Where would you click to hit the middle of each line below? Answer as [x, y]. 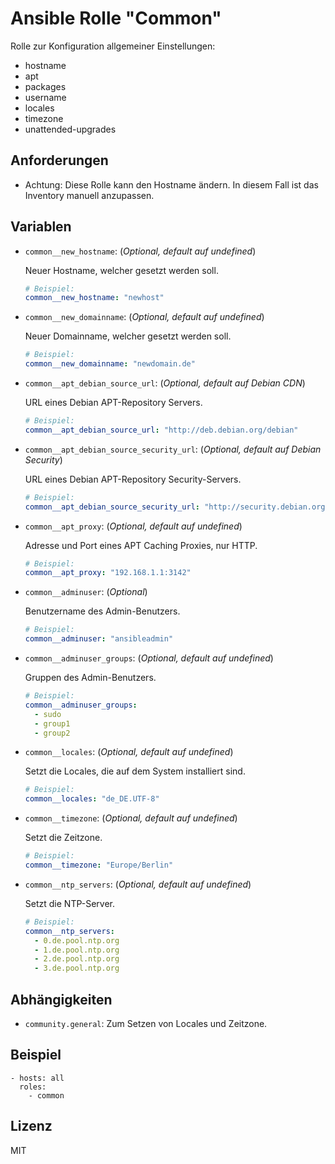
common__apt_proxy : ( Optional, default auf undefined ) [133, 526]
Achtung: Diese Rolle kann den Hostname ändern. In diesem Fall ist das [171, 184]
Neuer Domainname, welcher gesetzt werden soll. [128, 336]
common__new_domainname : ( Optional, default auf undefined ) [144, 317]
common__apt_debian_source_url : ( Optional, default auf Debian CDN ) [165, 383]
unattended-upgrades [70, 129]
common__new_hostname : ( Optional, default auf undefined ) [140, 251]
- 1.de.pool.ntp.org [77, 950]
